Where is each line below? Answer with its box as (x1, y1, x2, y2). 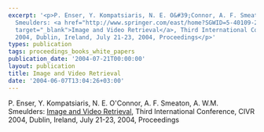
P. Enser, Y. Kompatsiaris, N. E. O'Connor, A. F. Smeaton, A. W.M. (8, 98, 218, 108)
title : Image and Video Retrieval (8, 70, 122, 77)
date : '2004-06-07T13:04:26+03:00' (8, 77, 125, 84)
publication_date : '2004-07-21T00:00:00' (8, 55, 146, 63)
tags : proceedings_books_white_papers (8, 48, 135, 55)
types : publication (8, 41, 72, 48)
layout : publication (8, 62, 76, 70)
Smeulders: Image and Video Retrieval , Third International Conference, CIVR (8, 106, 255, 116)
